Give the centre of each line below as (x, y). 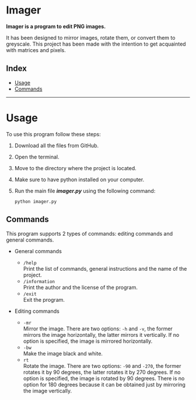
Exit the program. (44, 299)
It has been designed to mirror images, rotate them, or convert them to (91, 37)
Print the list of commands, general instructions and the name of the (105, 268)
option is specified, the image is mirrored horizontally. (88, 341)
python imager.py (36, 201)
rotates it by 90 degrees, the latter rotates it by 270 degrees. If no (102, 372)
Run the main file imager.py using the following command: (85, 191)
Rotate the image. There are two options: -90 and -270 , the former (102, 365)
